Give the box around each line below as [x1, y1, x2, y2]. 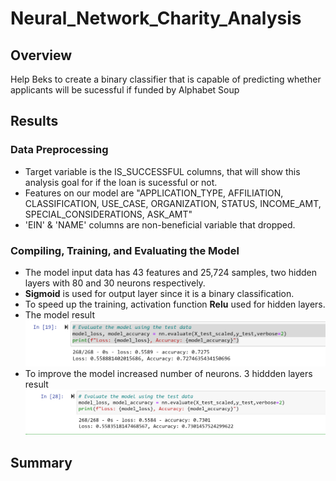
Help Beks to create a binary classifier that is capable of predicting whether [10, 73, 322, 85]
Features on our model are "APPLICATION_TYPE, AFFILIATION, [24, 187, 284, 199]
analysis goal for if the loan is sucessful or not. [24, 176, 218, 188]
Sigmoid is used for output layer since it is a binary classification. [24, 287, 295, 299]
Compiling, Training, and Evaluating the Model [10, 243, 240, 257]
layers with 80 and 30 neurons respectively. [24, 277, 206, 289]
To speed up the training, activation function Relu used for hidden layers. [24, 298, 326, 310]
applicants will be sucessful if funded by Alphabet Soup [10, 84, 240, 96]
